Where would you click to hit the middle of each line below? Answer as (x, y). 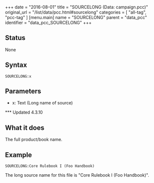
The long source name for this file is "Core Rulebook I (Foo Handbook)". (77, 175)
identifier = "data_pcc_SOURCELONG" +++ (48, 22)
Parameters (23, 91)
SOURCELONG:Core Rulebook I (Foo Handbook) (50, 166)
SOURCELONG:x (18, 76)
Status (15, 38)
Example (19, 155)
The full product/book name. (34, 140)
